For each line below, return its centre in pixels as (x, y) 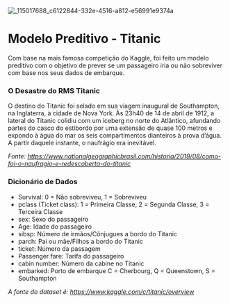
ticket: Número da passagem (59, 248)
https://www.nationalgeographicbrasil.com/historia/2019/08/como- (124, 156)
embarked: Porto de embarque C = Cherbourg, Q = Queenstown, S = (117, 270)
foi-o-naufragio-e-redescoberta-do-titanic (69, 164)
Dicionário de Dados (43, 182)
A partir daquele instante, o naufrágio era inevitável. (82, 143)
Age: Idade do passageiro (55, 227)
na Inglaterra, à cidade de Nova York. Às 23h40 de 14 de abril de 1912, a (111, 113)
